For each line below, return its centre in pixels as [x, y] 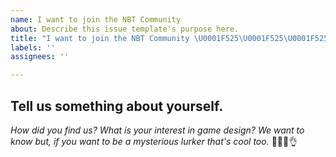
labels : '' [33, 47]
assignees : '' [40, 57]
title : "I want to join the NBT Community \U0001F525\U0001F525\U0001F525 [169, 38]
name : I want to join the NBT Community [96, 19]
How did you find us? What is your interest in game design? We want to [157, 130]
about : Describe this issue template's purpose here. [125, 29]
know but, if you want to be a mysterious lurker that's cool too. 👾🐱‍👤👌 [154, 141]
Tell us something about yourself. [117, 106]
